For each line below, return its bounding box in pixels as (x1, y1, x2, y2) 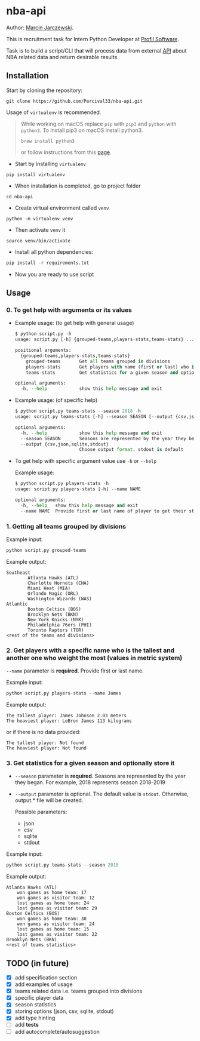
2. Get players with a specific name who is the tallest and (6, 646, 175, 655)
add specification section (14, 974, 78, 981)
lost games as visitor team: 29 (17, 905, 97, 911)
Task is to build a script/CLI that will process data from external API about (6, 47, 187, 54)
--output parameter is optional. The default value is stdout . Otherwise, (14, 790, 189, 798)
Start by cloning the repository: (6, 87, 82, 94)
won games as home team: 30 (17, 916, 87, 922)
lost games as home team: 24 (17, 900, 90, 906)
